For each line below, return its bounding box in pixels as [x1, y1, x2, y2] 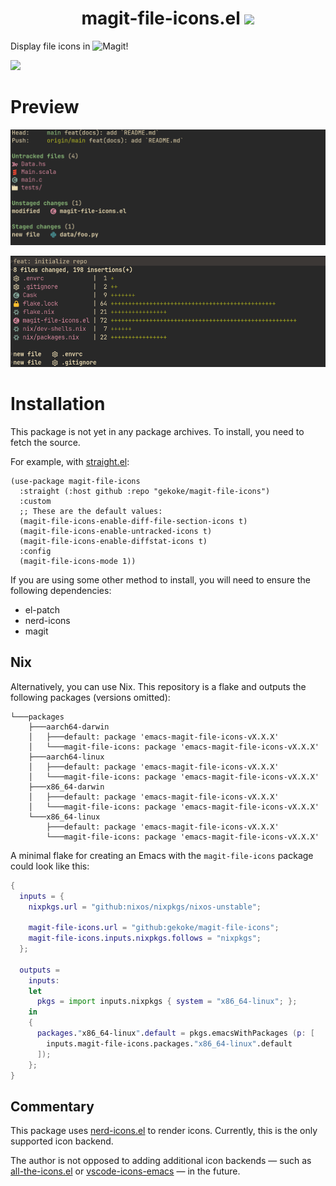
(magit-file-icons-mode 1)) [19, 556, 137, 566]
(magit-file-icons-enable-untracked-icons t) [19, 526, 213, 536]
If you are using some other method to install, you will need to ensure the [10, 573, 311, 586]
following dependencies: [10, 584, 112, 596]
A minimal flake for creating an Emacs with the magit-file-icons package [10, 849, 314, 861]
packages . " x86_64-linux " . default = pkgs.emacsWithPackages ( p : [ [36, 1028, 315, 1039]
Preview [10, 96, 80, 119]
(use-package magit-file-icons [10, 476, 141, 486]
